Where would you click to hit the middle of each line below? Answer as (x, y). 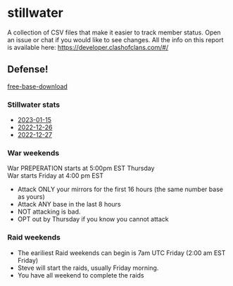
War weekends (33, 152)
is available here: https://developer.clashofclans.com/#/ (88, 47)
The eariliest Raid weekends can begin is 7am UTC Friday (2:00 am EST (121, 253)
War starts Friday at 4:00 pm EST (56, 176)
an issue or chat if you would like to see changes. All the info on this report (115, 39)
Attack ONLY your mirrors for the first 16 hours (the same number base (120, 189)
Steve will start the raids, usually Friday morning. (88, 268)
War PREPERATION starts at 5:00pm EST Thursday (81, 168)
